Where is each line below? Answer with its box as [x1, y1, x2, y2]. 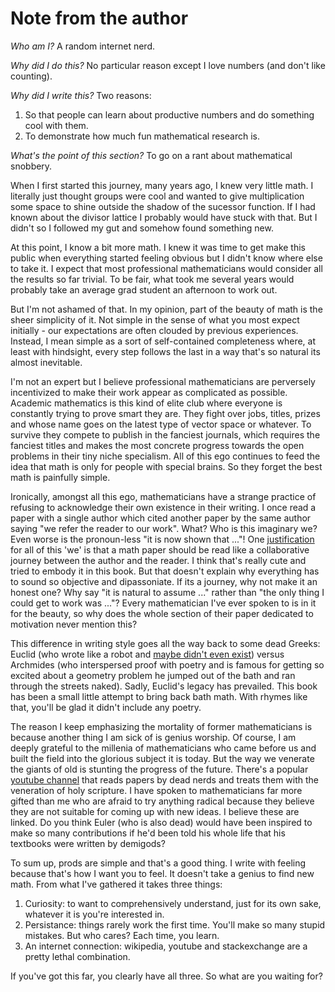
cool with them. [24, 119, 89, 131]
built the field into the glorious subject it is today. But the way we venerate [10, 752, 315, 764]
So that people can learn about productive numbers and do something [24, 108, 315, 121]
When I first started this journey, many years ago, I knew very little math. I [10, 179, 314, 191]
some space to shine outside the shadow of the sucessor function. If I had [10, 200, 316, 212]
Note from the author [10, 7, 189, 30]
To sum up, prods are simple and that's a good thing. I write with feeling [10, 857, 307, 869]
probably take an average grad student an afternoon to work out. [10, 283, 278, 296]
